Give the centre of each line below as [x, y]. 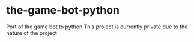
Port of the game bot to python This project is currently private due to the [97, 27]
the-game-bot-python [63, 10]
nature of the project [32, 33]
